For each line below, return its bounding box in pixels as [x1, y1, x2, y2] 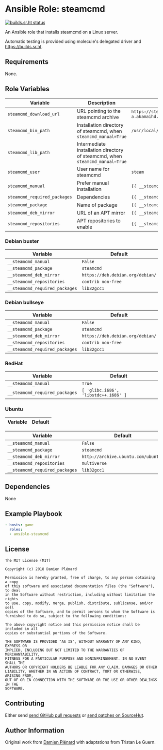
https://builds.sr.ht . [5, 43, 43, 49]
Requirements [5, 58, 49, 66]
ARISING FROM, [5, 673, 34, 678]
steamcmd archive [77, 114, 119, 120]
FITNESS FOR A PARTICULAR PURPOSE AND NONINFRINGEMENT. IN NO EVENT [5, 656, 147, 661]
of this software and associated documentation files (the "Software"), [5, 584, 155, 589]
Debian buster [5, 238, 39, 245]
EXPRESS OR [5, 643, 27, 648]
